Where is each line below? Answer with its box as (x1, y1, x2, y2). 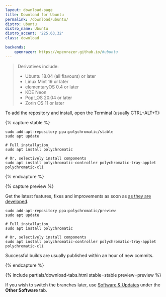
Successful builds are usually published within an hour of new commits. (5, 252, 154, 258)
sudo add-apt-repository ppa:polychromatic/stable (5, 129, 114, 134)
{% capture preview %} (5, 183, 54, 189)
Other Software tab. (5, 287, 47, 293)
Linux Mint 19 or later (25, 78, 69, 84)
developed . (5, 198, 29, 205)
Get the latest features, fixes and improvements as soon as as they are (5, 193, 151, 199)
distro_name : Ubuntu (5, 26, 49, 31)
